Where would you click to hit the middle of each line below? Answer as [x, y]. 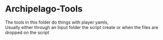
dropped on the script [27, 32]
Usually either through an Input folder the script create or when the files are [82, 27]
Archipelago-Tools [44, 9]
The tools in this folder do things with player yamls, [57, 22]
